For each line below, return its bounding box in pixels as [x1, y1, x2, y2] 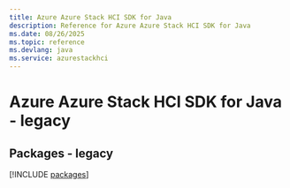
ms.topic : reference [9, 37, 86, 47]
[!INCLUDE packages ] [9, 169, 89, 179]
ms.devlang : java [9, 46, 73, 55]
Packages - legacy [9, 146, 113, 161]
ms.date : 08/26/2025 [9, 29, 86, 38]
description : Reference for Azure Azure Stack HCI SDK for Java [9, 21, 251, 30]
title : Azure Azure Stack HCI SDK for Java [9, 12, 172, 22]
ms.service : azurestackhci [9, 54, 109, 63]
